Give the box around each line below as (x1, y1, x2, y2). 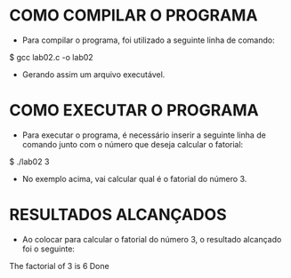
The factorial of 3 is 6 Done (9, 260, 109, 271)
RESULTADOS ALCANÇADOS (9, 205, 227, 225)
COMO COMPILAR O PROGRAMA (9, 5, 258, 26)
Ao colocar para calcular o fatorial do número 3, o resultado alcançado (21, 234, 282, 244)
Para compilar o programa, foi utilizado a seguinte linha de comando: (21, 35, 275, 45)
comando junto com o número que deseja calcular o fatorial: (21, 139, 244, 149)
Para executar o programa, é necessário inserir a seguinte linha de (21, 130, 267, 140)
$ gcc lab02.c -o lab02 (9, 52, 93, 62)
